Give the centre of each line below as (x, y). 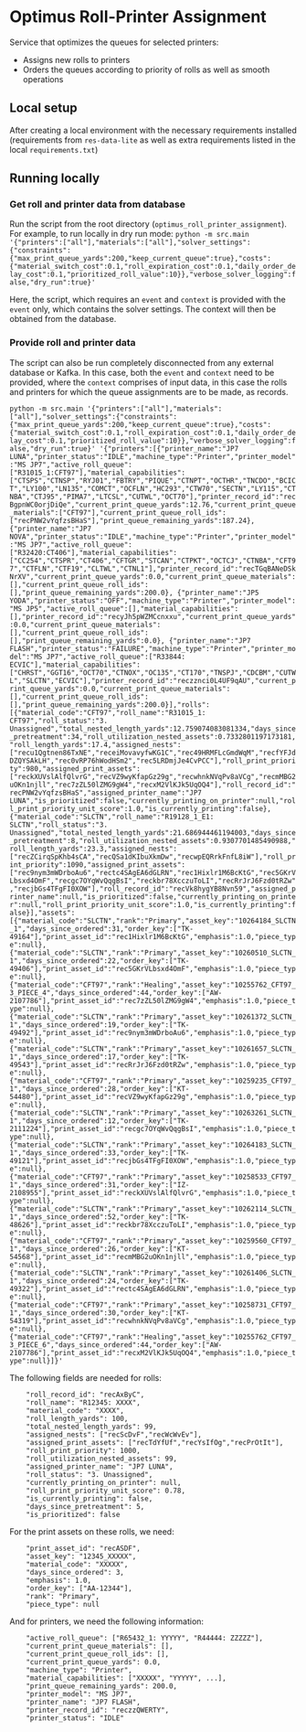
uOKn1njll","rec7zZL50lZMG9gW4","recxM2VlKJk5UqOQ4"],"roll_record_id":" (153, 785)
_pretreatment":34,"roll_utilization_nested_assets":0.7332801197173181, (153, 737)
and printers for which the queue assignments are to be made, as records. (149, 391)
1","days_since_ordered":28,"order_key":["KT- (100, 1089)
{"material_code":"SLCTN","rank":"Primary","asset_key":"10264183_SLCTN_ (153, 1145)
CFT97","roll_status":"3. (58, 721)
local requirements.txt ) (54, 149)
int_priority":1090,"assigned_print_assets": (97, 865)
